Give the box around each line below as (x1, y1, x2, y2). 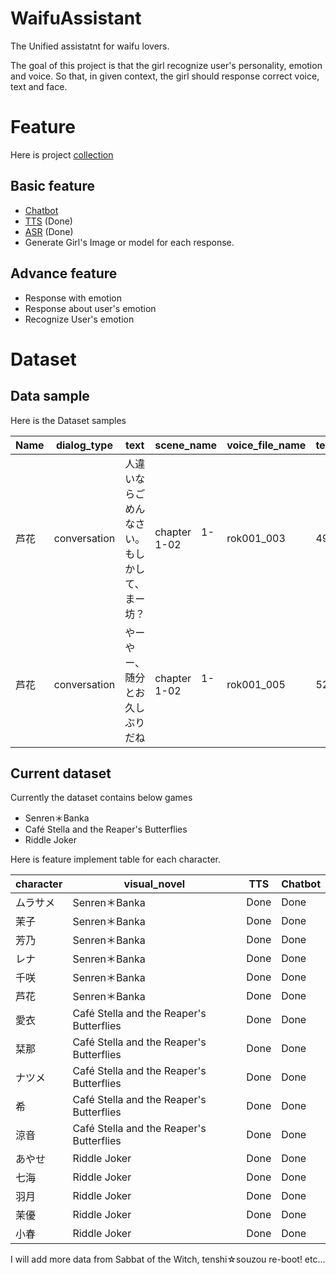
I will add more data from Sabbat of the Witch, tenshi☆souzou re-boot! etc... (10, 1253, 326, 1266)
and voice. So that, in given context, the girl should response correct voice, (10, 70, 320, 82)
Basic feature (10, 178, 95, 195)
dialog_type (55, 438, 113, 452)
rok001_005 (226, 677, 286, 691)
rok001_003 (226, 531, 286, 545)
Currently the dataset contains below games (10, 792, 193, 804)
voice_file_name (226, 438, 307, 452)
